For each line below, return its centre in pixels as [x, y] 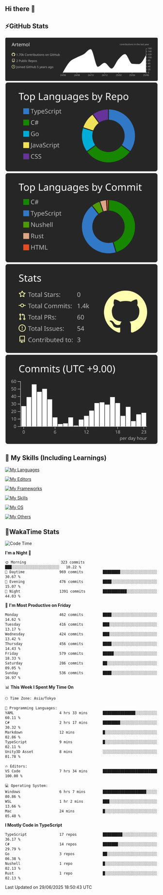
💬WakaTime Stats [32, 532]
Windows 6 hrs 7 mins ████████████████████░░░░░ [81, 792]
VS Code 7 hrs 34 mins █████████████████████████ [81, 771]
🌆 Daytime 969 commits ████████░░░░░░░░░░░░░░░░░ [81, 572]
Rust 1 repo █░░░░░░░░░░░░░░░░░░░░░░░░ [81, 874]
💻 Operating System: [27, 786]
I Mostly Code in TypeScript [33, 825]
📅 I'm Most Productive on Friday [38, 605]
